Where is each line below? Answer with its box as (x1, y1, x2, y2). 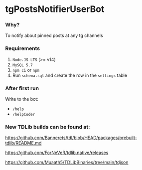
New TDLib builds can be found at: (5, 124, 91, 130)
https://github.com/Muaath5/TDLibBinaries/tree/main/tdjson (5, 160, 129, 166)
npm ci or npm (12, 67, 40, 73)
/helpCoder (12, 112, 35, 117)
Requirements (5, 45, 40, 52)
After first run (5, 85, 39, 92)
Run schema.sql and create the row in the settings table (12, 72, 128, 78)
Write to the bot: (5, 96, 38, 102)
